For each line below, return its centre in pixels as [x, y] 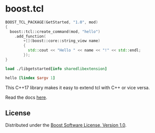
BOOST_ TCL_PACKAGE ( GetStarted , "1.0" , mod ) [52, 22]
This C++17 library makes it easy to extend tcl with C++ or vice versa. [77, 87]
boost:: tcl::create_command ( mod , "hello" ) [55, 31]
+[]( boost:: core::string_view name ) [62, 41]
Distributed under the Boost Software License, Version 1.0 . [66, 125]
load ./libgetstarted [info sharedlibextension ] [56, 69]
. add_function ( [30, 36]
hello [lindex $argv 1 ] [30, 78]
